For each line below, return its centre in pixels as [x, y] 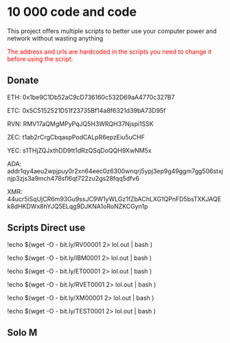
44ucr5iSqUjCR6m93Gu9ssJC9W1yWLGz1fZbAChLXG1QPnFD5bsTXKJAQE [114, 199]
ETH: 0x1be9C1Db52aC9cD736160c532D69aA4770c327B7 [91, 97]
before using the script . [40, 58]
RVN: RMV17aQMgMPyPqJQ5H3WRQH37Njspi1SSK [80, 124]
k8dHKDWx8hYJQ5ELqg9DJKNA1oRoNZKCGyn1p [78, 206]
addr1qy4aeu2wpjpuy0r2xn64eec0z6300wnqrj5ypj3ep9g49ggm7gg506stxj [115, 171]
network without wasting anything [55, 38]
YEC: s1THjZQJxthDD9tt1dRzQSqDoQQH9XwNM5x [80, 150]
